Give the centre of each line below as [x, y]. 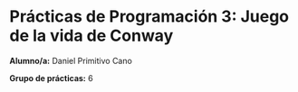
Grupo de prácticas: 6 [51, 78]
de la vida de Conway [91, 36]
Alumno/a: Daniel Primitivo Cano [71, 60]
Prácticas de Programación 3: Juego [149, 17]
